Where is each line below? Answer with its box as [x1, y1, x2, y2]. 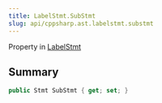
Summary [8, 65, 59, 79]
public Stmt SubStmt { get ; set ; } [8, 87, 129, 95]
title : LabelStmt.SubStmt [8, 11, 96, 20]
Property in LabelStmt [8, 41, 82, 51]
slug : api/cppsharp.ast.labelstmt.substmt [8, 19, 154, 28]
